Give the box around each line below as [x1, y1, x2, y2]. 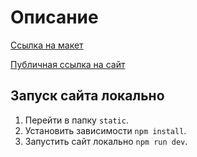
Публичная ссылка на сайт [10, 58, 126, 70]
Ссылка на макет [10, 39, 84, 51]
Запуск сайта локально [10, 87, 165, 105]
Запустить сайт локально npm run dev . [24, 135, 188, 147]
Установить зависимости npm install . [24, 124, 187, 136]
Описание [10, 6, 99, 29]
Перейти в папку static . [24, 114, 129, 126]
